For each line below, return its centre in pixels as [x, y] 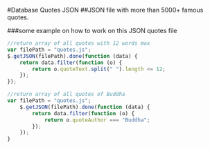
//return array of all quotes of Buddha [67, 95]
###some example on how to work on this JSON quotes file [92, 31]
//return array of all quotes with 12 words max [79, 43]
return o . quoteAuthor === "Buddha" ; [97, 120]
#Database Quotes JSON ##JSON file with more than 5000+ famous [105, 10]
